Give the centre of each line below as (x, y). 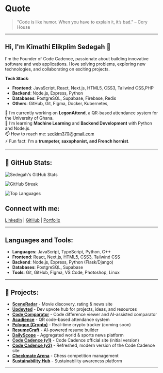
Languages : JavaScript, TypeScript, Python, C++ (61, 252)
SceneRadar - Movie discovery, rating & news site (62, 304)
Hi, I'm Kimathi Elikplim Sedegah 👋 (58, 47)
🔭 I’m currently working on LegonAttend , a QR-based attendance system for (81, 113)
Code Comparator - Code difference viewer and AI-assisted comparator (84, 314)
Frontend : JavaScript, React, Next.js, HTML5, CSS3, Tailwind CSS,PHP (83, 88)
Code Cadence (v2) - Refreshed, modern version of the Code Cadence (83, 345)
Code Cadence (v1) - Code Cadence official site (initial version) (75, 340)
